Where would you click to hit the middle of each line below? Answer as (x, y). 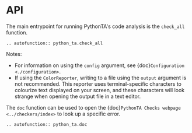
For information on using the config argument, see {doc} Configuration (100, 65)
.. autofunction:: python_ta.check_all (55, 43)
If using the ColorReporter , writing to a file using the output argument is (100, 78)
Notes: (14, 54)
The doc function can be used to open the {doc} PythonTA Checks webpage (93, 107)
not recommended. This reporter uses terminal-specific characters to (98, 84)
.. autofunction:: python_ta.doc (47, 124)
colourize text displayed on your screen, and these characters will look (100, 90)
